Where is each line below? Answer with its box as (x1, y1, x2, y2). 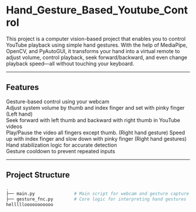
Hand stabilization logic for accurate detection (6, 141, 117, 148)
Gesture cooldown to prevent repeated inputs (6, 147, 116, 155)
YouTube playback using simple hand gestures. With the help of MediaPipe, (6, 41, 188, 48)
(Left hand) (6, 110, 33, 117)
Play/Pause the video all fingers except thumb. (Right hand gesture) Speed (6, 129, 185, 136)
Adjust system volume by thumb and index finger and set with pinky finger (6, 104, 185, 111)
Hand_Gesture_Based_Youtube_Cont (6, 4, 188, 17)
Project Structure (6, 170, 70, 180)
